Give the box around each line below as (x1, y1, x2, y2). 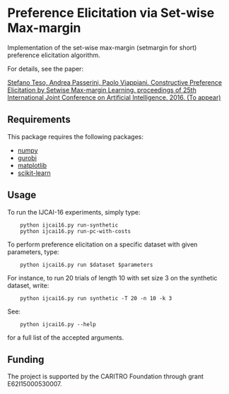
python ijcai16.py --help (20, 321, 97, 328)
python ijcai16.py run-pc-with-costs (20, 227, 131, 234)
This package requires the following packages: (7, 132, 143, 141)
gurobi (17, 153, 37, 162)
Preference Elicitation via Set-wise (7, 5, 215, 21)
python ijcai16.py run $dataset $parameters (20, 261, 153, 268)
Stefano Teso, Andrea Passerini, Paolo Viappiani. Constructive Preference (7, 78, 223, 86)
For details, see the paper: (7, 64, 83, 73)
